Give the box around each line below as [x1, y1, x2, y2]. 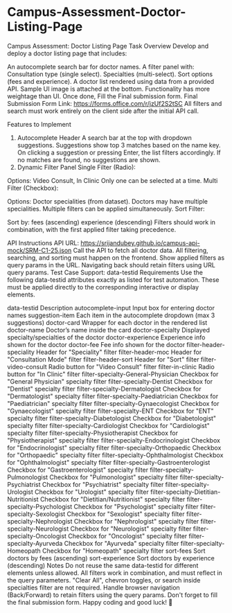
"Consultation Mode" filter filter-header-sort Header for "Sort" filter [7, 355, 199, 364]
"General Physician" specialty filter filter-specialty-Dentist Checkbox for [7, 377, 213, 385]
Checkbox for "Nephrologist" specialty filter [73, 517, 199, 525]
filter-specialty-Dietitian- [150, 488, 221, 496]
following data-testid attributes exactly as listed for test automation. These [7, 275, 220, 284]
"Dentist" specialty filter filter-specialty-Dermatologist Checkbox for [7, 384, 202, 393]
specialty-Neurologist [7, 524, 69, 533]
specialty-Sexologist [7, 510, 66, 518]
